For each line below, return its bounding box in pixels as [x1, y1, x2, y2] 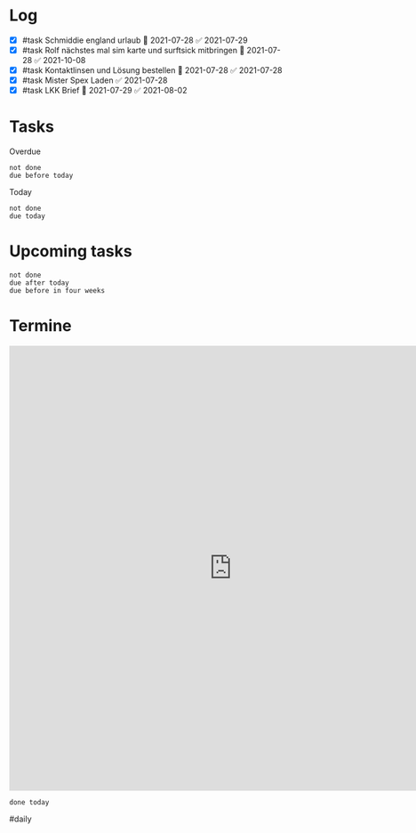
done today [9, 798, 50, 807]
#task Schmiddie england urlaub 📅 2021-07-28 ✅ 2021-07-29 [21, 35, 248, 45]
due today [9, 212, 46, 221]
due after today [9, 279, 69, 287]
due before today [9, 171, 74, 181]
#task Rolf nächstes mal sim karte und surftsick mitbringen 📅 [21, 45, 245, 55]
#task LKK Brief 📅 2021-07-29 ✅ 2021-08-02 [21, 85, 188, 96]
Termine [9, 316, 73, 336]
